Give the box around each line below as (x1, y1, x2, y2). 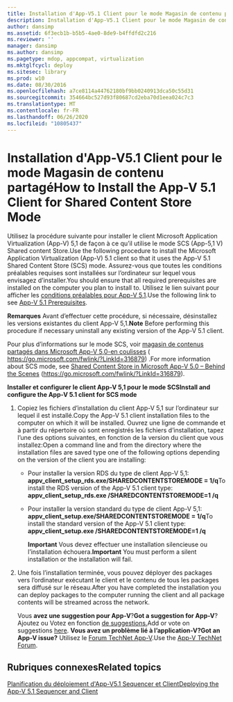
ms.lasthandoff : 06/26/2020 (7, 113, 89, 120)
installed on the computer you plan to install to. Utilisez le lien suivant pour (7, 284, 220, 292)
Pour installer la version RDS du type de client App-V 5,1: (27, 469, 189, 477)
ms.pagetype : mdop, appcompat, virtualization (7, 56, 144, 63)
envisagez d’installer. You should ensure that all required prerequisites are (7, 276, 217, 285)
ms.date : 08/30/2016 (7, 81, 67, 88)
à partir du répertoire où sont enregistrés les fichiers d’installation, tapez (17, 426, 224, 434)
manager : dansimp (7, 42, 58, 49)
